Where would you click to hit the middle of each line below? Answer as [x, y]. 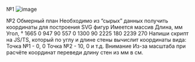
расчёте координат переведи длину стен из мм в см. [75, 52]
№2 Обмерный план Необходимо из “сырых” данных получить [87, 21]
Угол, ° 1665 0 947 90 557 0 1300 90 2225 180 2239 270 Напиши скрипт [97, 33]
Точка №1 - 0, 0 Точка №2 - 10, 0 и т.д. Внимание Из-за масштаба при [96, 46]
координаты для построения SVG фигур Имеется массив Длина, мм [94, 27]
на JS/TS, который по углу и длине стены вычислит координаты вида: [96, 40]
